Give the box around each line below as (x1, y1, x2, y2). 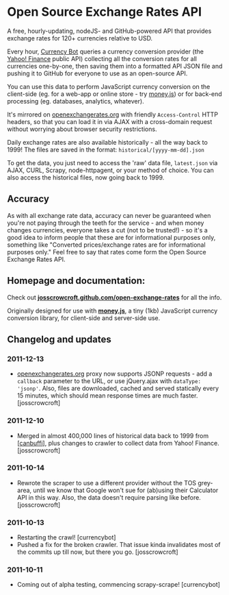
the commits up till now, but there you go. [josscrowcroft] (16, 548, 179, 556)
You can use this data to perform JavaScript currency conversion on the (7, 82, 211, 90)
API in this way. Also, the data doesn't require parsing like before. (16, 493, 202, 501)
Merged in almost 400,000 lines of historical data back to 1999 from (16, 431, 209, 439)
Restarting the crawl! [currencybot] (16, 533, 116, 542)
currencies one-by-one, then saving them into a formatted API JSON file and (7, 62, 223, 70)
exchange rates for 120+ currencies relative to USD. (7, 34, 152, 42)
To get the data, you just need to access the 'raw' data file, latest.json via (7, 158, 218, 167)
